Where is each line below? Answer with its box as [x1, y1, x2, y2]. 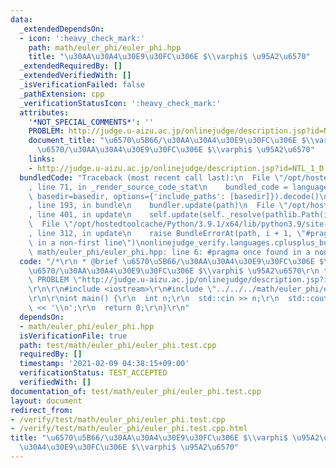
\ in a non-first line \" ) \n [28, 237, 145, 248]
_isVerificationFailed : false [19, 80, 145, 90]
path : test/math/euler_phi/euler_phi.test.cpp [19, 340, 217, 350]
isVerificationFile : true [19, 331, 128, 341]
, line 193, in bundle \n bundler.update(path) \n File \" [28, 201, 288, 211]
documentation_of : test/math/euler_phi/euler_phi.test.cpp [10, 386, 262, 396]
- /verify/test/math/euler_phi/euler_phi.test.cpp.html [10, 424, 248, 434]
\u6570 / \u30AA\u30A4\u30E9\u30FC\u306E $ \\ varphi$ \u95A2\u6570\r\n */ [28, 266, 333, 276]
